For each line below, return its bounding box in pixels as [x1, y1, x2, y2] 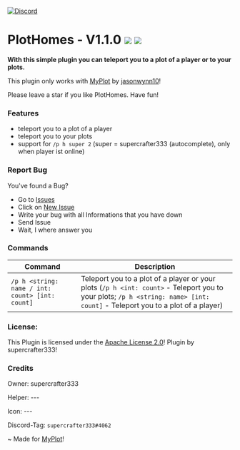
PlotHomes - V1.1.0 [7, 32, 121, 48]
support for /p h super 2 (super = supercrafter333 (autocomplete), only [17, 140, 231, 148]
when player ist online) [17, 147, 85, 156]
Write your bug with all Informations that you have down [17, 210, 183, 219]
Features [7, 108, 39, 118]
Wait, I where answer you [17, 225, 93, 234]
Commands [7, 243, 49, 253]
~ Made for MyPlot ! [7, 435, 64, 444]
